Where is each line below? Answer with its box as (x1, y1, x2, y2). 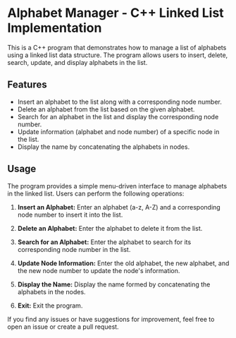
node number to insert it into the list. (17, 210, 123, 219)
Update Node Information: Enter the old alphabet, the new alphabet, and (17, 259, 230, 267)
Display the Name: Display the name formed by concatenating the (17, 280, 211, 289)
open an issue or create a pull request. (7, 322, 119, 331)
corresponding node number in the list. (17, 245, 131, 253)
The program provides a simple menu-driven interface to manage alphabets (7, 181, 228, 190)
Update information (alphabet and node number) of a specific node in (17, 127, 220, 135)
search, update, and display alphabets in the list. (7, 58, 148, 66)
